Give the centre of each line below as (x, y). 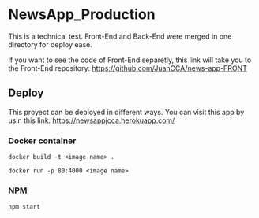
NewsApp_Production (82, 15)
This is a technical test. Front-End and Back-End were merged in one (120, 36)
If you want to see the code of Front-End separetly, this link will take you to (130, 60)
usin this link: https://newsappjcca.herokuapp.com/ (92, 120)
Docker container (42, 141)
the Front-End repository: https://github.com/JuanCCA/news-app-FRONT (128, 68)
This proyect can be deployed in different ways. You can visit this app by (126, 112)
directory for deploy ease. (51, 44)
